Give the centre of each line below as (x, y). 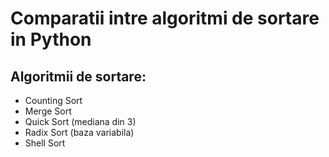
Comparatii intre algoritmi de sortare (165, 18)
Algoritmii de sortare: (78, 76)
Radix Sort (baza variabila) (79, 132)
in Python (51, 39)
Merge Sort (48, 111)
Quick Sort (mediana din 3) (80, 121)
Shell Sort (45, 143)
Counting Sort (53, 100)
